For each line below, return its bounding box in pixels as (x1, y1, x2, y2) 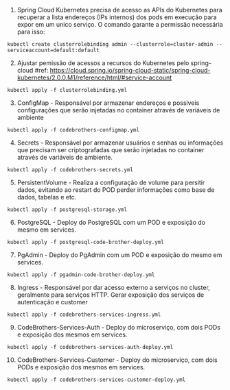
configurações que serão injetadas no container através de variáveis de (16, 106, 220, 114)
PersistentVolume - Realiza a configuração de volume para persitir (16, 178, 205, 186)
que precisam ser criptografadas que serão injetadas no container (16, 146, 205, 154)
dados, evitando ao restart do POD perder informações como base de (16, 186, 215, 194)
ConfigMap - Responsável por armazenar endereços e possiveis (16, 99, 200, 107)
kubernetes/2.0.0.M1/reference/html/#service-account (16, 73, 172, 82)
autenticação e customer (16, 298, 88, 306)
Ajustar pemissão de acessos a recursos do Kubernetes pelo (16, 59, 189, 67)
